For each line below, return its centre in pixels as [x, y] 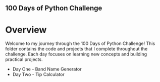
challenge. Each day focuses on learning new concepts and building [76, 54]
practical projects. [24, 59]
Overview [26, 30]
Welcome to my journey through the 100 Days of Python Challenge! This [80, 43]
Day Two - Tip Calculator [38, 74]
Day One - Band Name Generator [47, 69]
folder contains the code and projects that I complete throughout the [76, 49]
